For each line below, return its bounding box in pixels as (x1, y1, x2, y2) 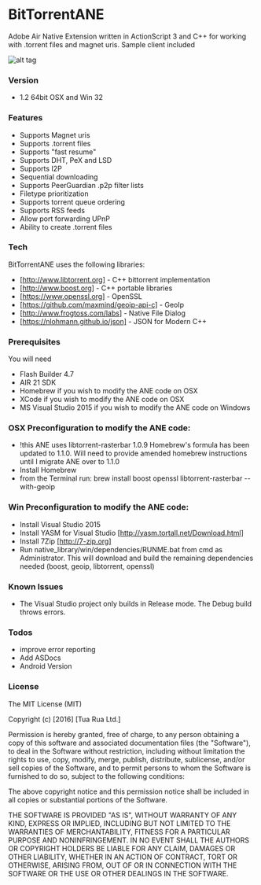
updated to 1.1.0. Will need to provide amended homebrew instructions (19, 448, 248, 458)
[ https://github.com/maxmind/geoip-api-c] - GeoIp (19, 300, 185, 309)
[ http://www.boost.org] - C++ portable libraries (19, 283, 173, 293)
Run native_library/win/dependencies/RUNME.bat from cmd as (19, 544, 222, 554)
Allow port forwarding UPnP (19, 214, 110, 223)
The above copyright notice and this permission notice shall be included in (8, 787, 249, 796)
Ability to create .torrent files (19, 222, 112, 231)
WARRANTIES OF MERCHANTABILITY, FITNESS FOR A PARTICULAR (8, 827, 230, 836)
